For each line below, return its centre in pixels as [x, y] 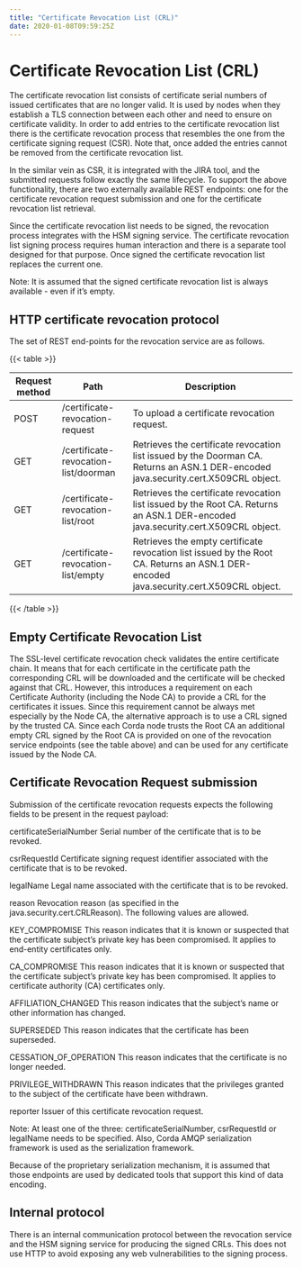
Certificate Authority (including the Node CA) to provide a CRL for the [138, 697]
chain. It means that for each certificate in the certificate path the [130, 668]
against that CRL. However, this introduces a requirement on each [131, 688]
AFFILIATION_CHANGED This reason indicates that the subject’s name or [144, 1003]
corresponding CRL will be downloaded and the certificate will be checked [147, 678]
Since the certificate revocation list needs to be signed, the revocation [139, 226]
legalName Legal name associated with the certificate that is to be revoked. [149, 885]
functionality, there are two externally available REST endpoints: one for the [149, 189]
